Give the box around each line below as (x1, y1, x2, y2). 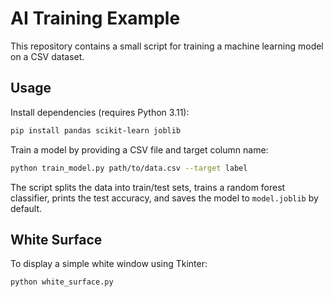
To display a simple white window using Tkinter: (10, 258, 208, 270)
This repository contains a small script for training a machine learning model (10, 40, 324, 52)
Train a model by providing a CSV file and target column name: (10, 143, 269, 156)
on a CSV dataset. (10, 50, 85, 62)
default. (10, 202, 43, 214)
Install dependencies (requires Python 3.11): (10, 106, 190, 118)
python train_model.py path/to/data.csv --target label (10, 163, 248, 173)
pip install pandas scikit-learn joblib (10, 125, 182, 136)
